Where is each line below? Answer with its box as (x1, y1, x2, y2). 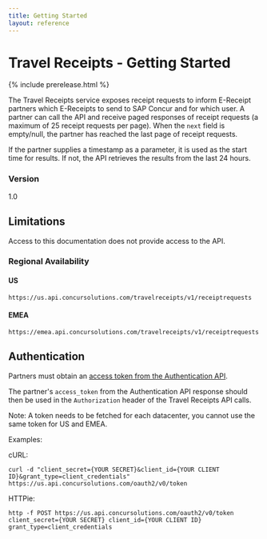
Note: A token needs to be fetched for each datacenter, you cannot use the (8, 410, 256, 420)
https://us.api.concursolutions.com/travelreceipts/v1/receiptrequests (8, 293, 252, 301)
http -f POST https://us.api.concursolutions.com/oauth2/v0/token (8, 509, 234, 517)
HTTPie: (8, 493, 36, 503)
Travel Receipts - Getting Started (8, 54, 231, 72)
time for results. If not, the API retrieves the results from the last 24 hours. (8, 154, 251, 163)
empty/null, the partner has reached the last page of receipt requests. (8, 130, 238, 139)
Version (8, 174, 40, 185)
